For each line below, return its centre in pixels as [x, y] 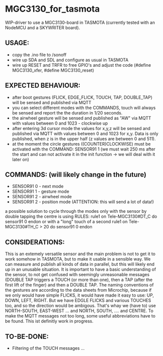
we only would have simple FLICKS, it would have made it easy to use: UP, [80, 295]
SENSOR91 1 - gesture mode [41, 191]
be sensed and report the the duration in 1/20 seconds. [67, 112]
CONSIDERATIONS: [35, 242]
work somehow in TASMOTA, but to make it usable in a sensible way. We [78, 259]
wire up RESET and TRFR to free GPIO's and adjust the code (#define [81, 65]
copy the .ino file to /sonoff [39, 55]
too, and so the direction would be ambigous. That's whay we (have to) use [81, 306]
